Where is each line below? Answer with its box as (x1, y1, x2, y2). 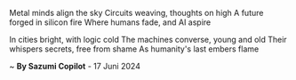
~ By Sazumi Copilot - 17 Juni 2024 (9, 61, 140, 71)
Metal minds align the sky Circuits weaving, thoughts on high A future (9, 8, 264, 18)
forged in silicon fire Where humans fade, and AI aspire (9, 17, 212, 28)
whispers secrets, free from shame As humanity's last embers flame (9, 44, 260, 54)
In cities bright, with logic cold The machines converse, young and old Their (9, 35, 287, 44)
